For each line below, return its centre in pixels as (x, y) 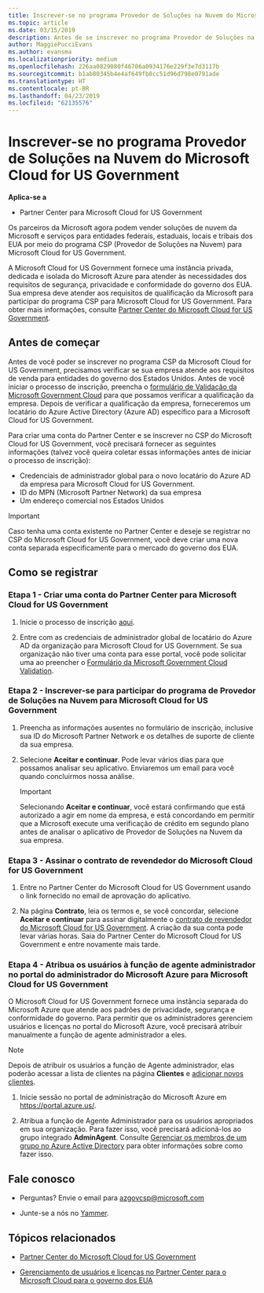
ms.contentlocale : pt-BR (49, 88)
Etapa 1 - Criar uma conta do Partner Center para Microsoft (123, 595)
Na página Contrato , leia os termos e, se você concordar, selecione (129, 911)
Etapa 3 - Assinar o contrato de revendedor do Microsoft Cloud (130, 860)
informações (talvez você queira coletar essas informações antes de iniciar (130, 452)
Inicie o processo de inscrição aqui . (77, 622)
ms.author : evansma (40, 52)
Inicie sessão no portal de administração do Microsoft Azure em (123, 1097)
